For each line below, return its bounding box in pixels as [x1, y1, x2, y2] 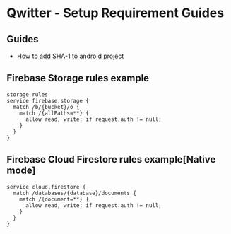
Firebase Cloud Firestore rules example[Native [6, 153, 216, 165]
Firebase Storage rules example [6, 72, 150, 84]
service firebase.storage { [6, 97, 90, 104]
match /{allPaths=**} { [19, 110, 90, 117]
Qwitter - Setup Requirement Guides [6, 5, 224, 21]
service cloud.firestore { [6, 183, 86, 190]
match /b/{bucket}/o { [13, 103, 80, 110]
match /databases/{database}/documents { [13, 189, 137, 197]
